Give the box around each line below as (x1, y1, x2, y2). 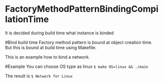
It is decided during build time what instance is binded (5, 30, 114, 36)
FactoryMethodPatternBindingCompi (5, 3, 159, 15)
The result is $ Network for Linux (5, 73, 73, 79)
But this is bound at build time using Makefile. (5, 44, 97, 50)
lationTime (5, 14, 49, 25)
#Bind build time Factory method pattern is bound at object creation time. (5, 39, 153, 45)
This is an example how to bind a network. (5, 54, 90, 60)
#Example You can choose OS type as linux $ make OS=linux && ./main (5, 63, 149, 69)
